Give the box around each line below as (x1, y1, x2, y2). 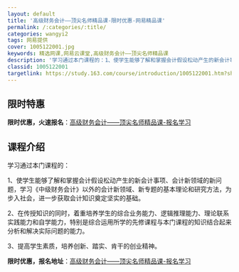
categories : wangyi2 (7, 30, 69, 38)
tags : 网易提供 (7, 37, 48, 44)
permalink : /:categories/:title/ (7, 23, 107, 31)
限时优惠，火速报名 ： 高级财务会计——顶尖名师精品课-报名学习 (7, 118, 191, 126)
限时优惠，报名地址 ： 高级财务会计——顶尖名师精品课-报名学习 (7, 257, 191, 266)
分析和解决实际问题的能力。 (7, 227, 89, 235)
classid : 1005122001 (7, 63, 69, 70)
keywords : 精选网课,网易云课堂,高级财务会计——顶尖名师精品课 (7, 50, 169, 58)
